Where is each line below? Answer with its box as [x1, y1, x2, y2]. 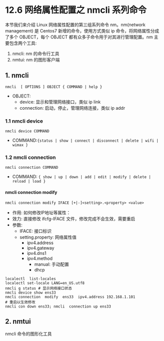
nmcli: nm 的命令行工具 [12, 50, 60, 57]
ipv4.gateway [27, 245, 55, 251]
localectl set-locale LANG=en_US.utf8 [5, 280, 85, 285]
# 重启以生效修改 [5, 300, 35, 305]
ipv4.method [27, 255, 53, 261]
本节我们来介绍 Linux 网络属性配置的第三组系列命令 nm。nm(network [5, 22, 146, 28]
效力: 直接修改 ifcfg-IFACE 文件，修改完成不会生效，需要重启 [12, 216, 135, 221]
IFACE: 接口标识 [19, 228, 52, 234]
